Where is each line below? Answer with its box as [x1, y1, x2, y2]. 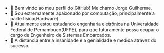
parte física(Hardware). [10, 16, 60, 21]
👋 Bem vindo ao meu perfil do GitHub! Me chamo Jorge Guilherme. [10, 5, 152, 11]
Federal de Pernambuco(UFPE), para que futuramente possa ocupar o [10, 26, 159, 33]
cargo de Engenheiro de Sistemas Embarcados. [10, 32, 112, 38]
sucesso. [10, 43, 30, 48]
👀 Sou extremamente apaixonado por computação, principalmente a [10, 10, 155, 16]
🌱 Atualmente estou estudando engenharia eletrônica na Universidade [10, 21, 159, 27]
